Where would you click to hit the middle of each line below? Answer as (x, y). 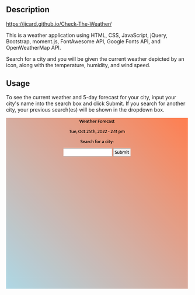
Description (28, 10)
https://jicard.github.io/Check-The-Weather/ (59, 24)
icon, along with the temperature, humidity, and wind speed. (78, 65)
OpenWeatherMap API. (34, 47)
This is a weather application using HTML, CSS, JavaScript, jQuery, (87, 35)
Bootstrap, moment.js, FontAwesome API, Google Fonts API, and (83, 41)
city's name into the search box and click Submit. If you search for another (96, 103)
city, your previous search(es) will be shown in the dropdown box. (85, 110)
